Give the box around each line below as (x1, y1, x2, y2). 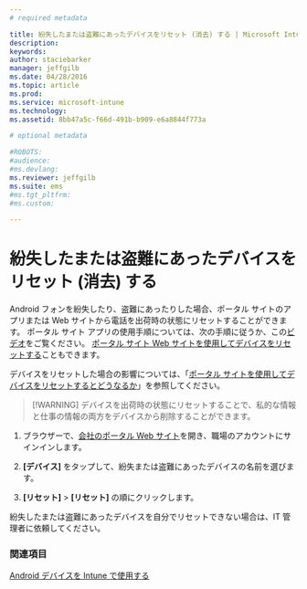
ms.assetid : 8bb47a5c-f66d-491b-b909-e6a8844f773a (9, 115, 206, 124)
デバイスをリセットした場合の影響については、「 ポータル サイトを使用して (9, 369, 288, 380)
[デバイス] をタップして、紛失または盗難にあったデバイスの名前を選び (22, 461, 287, 472)
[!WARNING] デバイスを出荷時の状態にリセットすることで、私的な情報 (31, 399, 297, 411)
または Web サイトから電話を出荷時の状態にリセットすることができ (25, 315, 280, 326)
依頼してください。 (33, 522, 106, 534)
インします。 (38, 442, 87, 453)
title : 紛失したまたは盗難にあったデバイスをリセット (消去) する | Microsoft (9, 29, 281, 39)
